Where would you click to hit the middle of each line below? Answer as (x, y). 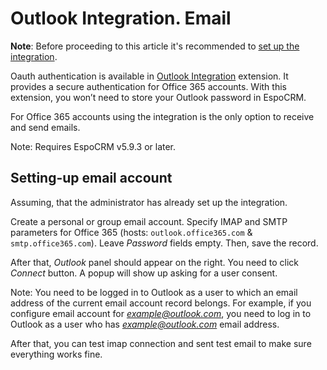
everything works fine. (56, 354)
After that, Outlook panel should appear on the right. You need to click (154, 262)
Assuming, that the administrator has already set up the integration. (149, 202)
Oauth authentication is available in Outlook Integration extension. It (149, 76)
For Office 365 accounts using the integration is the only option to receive (162, 116)
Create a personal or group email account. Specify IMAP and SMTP (149, 221)
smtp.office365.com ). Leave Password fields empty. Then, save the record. (164, 243)
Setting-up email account (91, 178)
